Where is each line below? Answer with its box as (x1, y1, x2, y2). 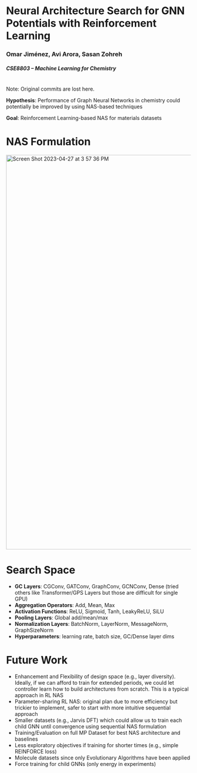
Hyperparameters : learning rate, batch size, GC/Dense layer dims (14, 632, 175, 639)
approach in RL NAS (14, 691, 64, 698)
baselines (14, 735, 38, 742)
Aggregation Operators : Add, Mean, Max (14, 601, 116, 608)
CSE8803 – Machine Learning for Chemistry (6, 65, 116, 72)
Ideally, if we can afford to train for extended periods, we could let (14, 679, 174, 686)
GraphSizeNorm (14, 627, 54, 634)
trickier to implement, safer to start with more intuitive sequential (14, 704, 171, 711)
